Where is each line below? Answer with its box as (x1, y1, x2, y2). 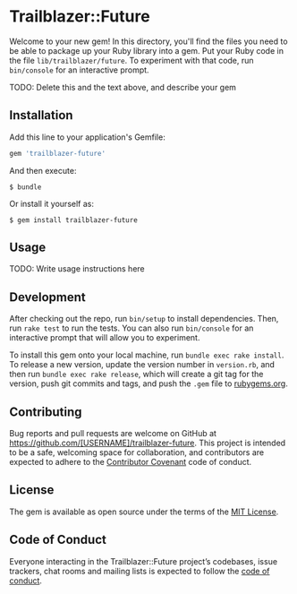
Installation (9, 108, 73, 123)
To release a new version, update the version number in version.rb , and (9, 359, 276, 370)
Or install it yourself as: (9, 198, 94, 209)
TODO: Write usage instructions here (9, 263, 145, 274)
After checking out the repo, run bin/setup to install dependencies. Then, (9, 314, 279, 324)
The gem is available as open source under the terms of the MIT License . (9, 506, 279, 517)
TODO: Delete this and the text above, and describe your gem (9, 82, 237, 92)
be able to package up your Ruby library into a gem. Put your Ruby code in (9, 45, 284, 56)
